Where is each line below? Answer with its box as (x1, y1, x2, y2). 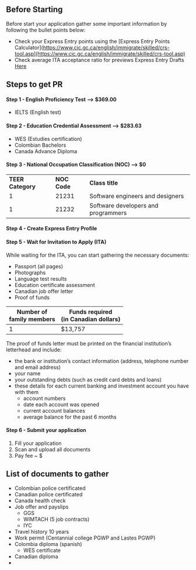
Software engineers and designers (89, 192, 184, 200)
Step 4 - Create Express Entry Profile (6, 225, 97, 232)
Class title (89, 178, 118, 186)
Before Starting (6, 5, 63, 15)
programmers (89, 209, 127, 217)
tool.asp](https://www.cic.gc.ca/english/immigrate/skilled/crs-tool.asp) (14, 50, 185, 57)
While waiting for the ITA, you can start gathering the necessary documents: (6, 251, 190, 258)
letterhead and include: (6, 346, 62, 353)
